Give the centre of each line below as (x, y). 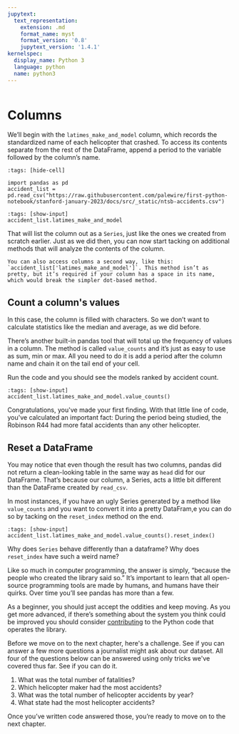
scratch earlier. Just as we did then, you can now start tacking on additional (118, 241)
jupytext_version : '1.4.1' (60, 47)
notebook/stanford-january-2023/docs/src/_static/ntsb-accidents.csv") (116, 202)
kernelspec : (25, 54)
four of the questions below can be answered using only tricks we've (109, 658)
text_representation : (46, 21)
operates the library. (37, 630)
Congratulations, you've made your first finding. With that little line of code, (118, 410)
